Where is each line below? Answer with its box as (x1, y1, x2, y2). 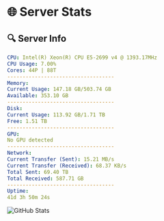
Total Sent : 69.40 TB (7, 168, 69, 175)
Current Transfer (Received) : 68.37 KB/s (7, 162, 127, 169)
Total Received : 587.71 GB (7, 175, 84, 182)
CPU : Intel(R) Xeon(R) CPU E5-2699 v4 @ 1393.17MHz (7, 54, 157, 61)
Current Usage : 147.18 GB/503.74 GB (7, 86, 111, 93)
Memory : (7, 79, 29, 86)
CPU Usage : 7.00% (7, 60, 57, 67)
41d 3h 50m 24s (7, 194, 51, 201)
